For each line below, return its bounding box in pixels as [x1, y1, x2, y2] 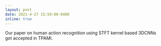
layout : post [5, 7, 32, 12]
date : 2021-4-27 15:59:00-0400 [5, 12, 70, 17]
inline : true [5, 16, 32, 21]
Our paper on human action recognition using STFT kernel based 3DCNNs [5, 30, 157, 36]
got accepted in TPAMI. [5, 35, 53, 41]
